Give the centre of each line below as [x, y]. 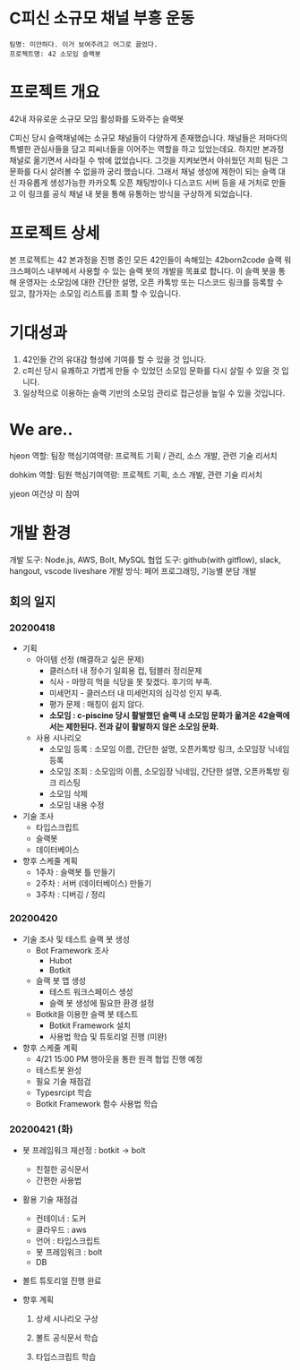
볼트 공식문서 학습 [67, 1337]
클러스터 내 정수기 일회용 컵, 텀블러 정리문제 [125, 671]
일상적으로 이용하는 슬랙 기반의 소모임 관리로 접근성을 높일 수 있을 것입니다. [154, 393]
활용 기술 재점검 [50, 1199]
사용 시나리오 [59, 738]
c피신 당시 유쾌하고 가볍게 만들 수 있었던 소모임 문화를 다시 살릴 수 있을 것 [151, 370]
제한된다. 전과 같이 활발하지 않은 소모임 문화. [142, 727]
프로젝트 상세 [55, 233]
